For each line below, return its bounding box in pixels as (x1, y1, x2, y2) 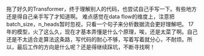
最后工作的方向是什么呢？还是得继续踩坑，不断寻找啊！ (16, 43, 155, 51)
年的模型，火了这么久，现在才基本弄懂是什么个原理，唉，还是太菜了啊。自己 (6, 28, 198, 35)
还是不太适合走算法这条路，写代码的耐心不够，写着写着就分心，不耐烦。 (6, 36, 187, 43)
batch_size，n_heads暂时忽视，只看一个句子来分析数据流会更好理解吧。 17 (6, 21, 194, 27)
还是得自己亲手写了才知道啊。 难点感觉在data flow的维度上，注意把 (6, 13, 175, 20)
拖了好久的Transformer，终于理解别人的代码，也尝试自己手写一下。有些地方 (6, 5, 197, 12)
